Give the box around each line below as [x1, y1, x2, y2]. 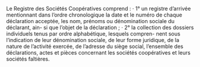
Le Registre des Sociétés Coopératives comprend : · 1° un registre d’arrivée [6, 5, 191, 12]
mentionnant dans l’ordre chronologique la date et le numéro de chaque [6, 11, 183, 18]
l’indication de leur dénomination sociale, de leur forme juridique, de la [6, 37, 180, 43]
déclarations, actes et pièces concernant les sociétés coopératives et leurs [6, 49, 191, 56]
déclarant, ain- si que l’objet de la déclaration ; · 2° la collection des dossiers [6, 24, 194, 31]
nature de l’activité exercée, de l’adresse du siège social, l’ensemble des [6, 43, 184, 50]
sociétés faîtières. [6, 56, 50, 62]
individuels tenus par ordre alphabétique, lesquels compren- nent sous [6, 30, 181, 37]
